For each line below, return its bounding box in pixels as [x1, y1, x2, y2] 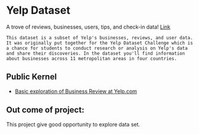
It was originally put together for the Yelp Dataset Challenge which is [6, 40, 194, 46]
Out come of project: [6, 105, 85, 115]
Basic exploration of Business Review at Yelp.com [14, 88, 137, 95]
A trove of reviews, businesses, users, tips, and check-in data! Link [6, 23, 171, 30]
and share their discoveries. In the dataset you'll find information [6, 50, 185, 57]
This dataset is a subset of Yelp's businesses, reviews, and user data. [6, 35, 194, 40]
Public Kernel [6, 72, 57, 82]
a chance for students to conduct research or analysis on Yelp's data [6, 45, 188, 51]
